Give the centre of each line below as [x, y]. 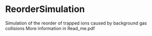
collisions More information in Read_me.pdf [50, 28]
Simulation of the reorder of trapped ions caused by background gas [76, 23]
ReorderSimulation [45, 9]
